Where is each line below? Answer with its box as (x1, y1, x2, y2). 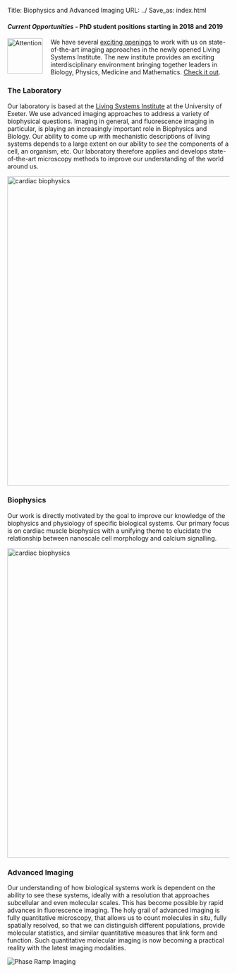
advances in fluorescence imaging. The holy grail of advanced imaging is (7, 906, 220, 915)
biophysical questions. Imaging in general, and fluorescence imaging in (7, 117, 214, 125)
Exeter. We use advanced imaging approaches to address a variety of (7, 109, 209, 117)
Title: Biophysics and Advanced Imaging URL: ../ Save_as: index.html (7, 6, 207, 14)
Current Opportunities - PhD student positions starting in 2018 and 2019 (7, 22, 224, 30)
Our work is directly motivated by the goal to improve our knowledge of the (7, 511, 226, 519)
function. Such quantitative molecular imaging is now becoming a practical (7, 936, 224, 945)
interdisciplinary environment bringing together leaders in (50, 60, 218, 69)
